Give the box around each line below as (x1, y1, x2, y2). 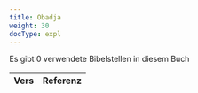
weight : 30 (9, 21, 50, 30)
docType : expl (9, 29, 62, 38)
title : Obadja (9, 12, 62, 22)
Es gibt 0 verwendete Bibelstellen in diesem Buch (9, 54, 190, 65)
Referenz (42, 74, 83, 87)
